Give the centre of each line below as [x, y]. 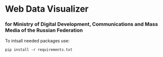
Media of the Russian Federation [44, 30]
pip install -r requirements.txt [39, 50]
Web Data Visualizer [47, 9]
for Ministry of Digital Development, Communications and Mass [81, 24]
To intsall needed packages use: [37, 41]
